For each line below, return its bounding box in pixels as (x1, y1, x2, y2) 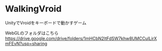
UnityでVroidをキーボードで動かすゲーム (5, 20, 87, 25)
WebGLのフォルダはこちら (5, 30, 59, 36)
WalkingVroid (5, 3, 62, 14)
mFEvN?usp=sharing (5, 40, 47, 46)
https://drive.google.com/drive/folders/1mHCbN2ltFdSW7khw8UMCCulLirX (5, 35, 157, 41)
